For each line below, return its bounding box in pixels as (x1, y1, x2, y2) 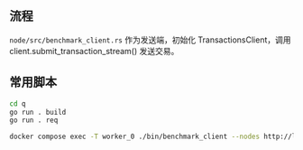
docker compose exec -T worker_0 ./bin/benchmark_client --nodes (9, 132, 260, 142)
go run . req (9, 116, 59, 125)
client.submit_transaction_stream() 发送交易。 (9, 45, 179, 56)
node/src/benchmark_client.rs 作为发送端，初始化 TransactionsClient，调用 (9, 34, 291, 45)
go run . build (9, 108, 67, 117)
